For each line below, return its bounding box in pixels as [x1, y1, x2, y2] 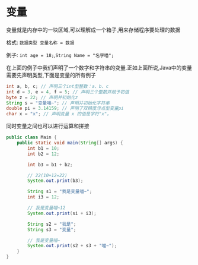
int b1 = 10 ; [27, 145, 60, 152]
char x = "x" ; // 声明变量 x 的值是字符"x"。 [6, 111, 111, 117]
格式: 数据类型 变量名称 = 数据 [6, 39, 75, 46]
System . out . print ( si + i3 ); [27, 210, 97, 216]
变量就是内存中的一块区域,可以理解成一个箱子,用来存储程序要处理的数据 [6, 26, 181, 33]
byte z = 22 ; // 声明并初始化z [6, 94, 78, 100]
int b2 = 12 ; [27, 151, 60, 157]
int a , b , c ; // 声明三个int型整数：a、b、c [6, 83, 109, 89]
